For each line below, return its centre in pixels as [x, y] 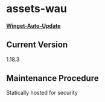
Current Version [37, 45]
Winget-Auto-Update [33, 25]
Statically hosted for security [42, 93]
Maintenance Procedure [52, 78]
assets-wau [37, 9]
